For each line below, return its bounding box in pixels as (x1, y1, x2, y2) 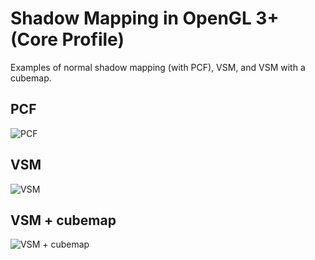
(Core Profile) (10, 28, 125, 51)
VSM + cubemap (10, 212, 117, 229)
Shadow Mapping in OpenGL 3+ (10, 7, 280, 30)
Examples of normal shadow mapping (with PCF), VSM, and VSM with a (10, 61, 306, 73)
